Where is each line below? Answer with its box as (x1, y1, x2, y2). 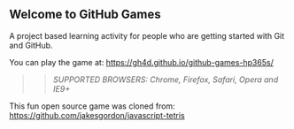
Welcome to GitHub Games (9, 7, 161, 22)
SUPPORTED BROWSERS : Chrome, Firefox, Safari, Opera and (52, 74, 279, 85)
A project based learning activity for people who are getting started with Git (9, 30, 285, 41)
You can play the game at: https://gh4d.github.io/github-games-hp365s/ (9, 57, 275, 67)
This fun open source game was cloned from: (9, 101, 175, 111)
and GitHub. (9, 40, 53, 50)
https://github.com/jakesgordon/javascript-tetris (9, 110, 186, 120)
